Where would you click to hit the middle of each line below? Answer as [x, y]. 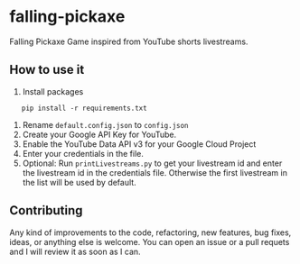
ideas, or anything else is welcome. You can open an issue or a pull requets [150, 241]
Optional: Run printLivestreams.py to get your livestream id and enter [152, 163]
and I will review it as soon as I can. [75, 251]
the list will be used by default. [80, 182]
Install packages [53, 91]
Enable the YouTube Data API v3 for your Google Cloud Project [139, 144]
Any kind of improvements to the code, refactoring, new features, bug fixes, [150, 232]
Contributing [46, 210]
